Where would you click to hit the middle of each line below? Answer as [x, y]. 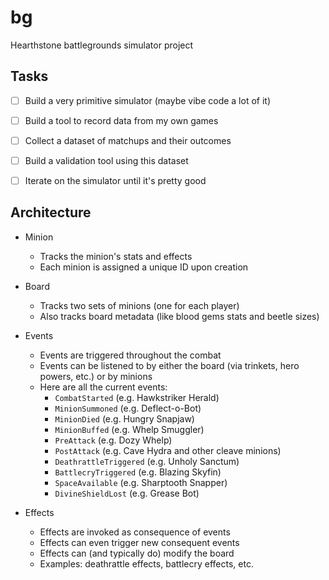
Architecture [51, 212]
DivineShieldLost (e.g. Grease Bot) [127, 493]
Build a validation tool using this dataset [106, 160]
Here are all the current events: [103, 387]
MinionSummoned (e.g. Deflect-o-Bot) [128, 408]
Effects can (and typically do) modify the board [137, 553]
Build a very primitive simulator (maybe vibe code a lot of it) [147, 100]
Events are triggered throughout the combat [130, 355]
